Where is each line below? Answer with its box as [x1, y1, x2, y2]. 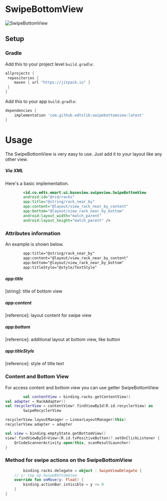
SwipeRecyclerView [23, 408, 61, 413]
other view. [5, 156, 28, 162]
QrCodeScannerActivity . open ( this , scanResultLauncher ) [14, 440, 131, 445]
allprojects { [5, 71, 35, 76]
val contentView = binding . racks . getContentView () [23, 394, 131, 399]
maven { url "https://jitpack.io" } [14, 80, 91, 85]
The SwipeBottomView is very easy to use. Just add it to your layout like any [5, 151, 162, 157]
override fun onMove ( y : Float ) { [14, 477, 84, 482]
